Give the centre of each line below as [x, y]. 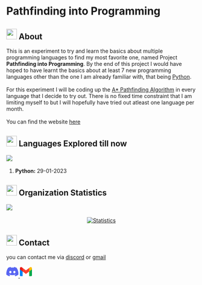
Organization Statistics [63, 193]
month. [15, 109]
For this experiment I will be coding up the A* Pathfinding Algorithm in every [101, 90]
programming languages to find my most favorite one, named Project [92, 57]
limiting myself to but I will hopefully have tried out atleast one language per [100, 102]
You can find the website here [43, 122]
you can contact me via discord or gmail [56, 257]
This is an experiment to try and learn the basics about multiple [85, 51]
